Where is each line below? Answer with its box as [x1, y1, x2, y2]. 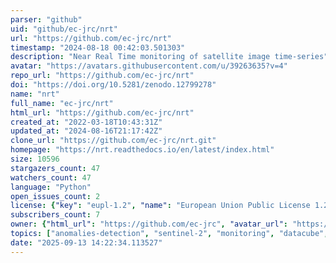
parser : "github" [10, 14, 83, 25]
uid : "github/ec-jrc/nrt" [10, 24, 118, 34]
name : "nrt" [10, 89, 60, 99]
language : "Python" [10, 182, 92, 192]
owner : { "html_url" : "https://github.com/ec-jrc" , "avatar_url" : [10, 219, 288, 230]
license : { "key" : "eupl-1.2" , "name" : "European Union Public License [10, 201, 311, 211]
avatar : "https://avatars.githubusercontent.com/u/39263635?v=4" [10, 61, 288, 71]
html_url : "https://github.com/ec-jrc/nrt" [10, 107, 195, 118]
